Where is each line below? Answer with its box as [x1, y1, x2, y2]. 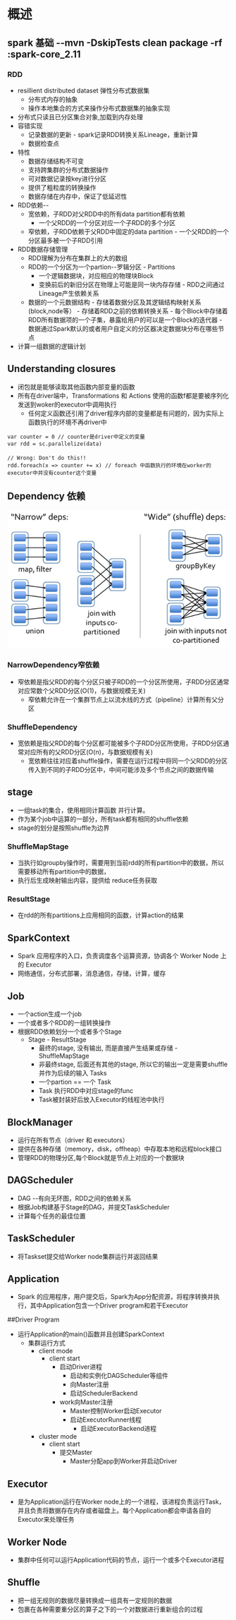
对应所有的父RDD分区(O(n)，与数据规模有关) [23, 748, 154, 756]
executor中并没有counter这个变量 [7, 469, 97, 476]
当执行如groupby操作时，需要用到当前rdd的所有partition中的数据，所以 [17, 859, 224, 867]
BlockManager [7, 1116, 73, 1128]
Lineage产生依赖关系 [38, 289, 99, 297]
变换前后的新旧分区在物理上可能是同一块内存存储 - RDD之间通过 [38, 280, 225, 289]
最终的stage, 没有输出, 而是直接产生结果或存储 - [38, 1044, 178, 1052]
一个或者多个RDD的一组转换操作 [17, 1019, 111, 1027]
